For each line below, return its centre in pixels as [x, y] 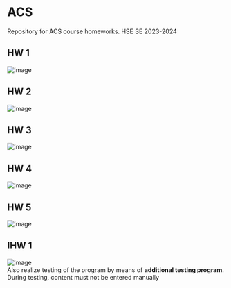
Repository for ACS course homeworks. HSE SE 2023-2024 [92, 31]
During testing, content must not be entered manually [83, 277]
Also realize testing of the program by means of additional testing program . [116, 270]
